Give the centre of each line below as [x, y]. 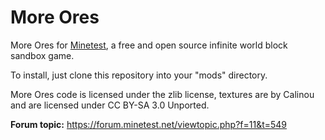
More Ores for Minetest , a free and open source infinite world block [149, 45]
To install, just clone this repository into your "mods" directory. [139, 75]
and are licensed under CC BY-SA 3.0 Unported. [110, 105]
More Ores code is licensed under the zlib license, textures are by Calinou [162, 94]
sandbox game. [42, 55]
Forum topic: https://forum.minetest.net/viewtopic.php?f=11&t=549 [149, 124]
